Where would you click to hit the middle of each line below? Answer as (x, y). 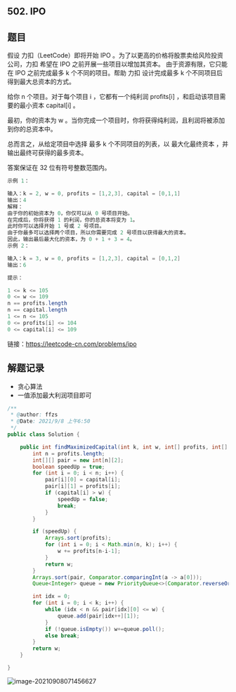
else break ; (62, 636)
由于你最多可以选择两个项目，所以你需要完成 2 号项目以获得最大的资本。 (98, 233)
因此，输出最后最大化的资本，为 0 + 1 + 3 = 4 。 (71, 239)
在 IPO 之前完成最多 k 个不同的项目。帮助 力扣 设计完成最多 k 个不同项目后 (115, 73)
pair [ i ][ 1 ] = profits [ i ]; (83, 486)
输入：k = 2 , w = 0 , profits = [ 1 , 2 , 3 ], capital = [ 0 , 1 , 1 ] (94, 194)
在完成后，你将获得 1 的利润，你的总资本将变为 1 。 (73, 220)
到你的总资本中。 (32, 129)
